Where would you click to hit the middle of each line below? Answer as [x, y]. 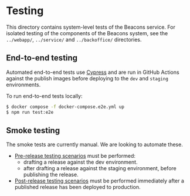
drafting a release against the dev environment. [80, 162]
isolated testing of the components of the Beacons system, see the [87, 33]
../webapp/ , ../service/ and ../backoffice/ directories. [74, 39]
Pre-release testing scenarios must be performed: [75, 156]
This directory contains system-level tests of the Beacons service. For [91, 27]
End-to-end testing [42, 58]
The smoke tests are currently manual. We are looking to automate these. [94, 144]
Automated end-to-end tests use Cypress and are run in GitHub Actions [93, 72]
